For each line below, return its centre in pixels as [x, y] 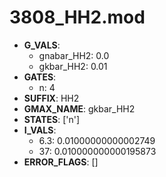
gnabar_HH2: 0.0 [74, 55]
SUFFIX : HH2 [51, 98]
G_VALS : [42, 45]
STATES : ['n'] [52, 119]
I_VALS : [40, 130]
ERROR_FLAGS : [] [61, 162]
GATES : [40, 77]
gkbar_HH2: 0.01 [73, 66]
